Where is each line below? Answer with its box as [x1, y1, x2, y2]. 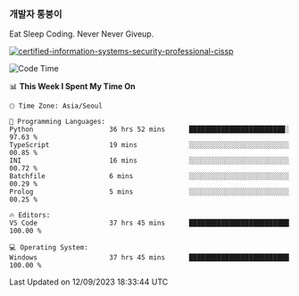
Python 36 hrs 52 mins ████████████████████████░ [9, 125, 290, 135]
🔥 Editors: [9, 211, 51, 220]
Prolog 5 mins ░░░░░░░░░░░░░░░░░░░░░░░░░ [9, 187, 290, 197]
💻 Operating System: [9, 243, 89, 252]
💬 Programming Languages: [9, 118, 105, 127]
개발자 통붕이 [9, 7, 62, 20]
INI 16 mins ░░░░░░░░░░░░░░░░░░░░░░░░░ [9, 156, 290, 166]
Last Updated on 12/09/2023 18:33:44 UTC [9, 276, 169, 287]
